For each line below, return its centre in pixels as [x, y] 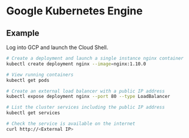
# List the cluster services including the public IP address [85, 108]
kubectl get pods [28, 80]
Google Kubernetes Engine [74, 11]
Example [23, 33]
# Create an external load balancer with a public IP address [85, 91]
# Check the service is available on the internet [71, 124]
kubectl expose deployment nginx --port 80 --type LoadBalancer [88, 97]
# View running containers [40, 75]
